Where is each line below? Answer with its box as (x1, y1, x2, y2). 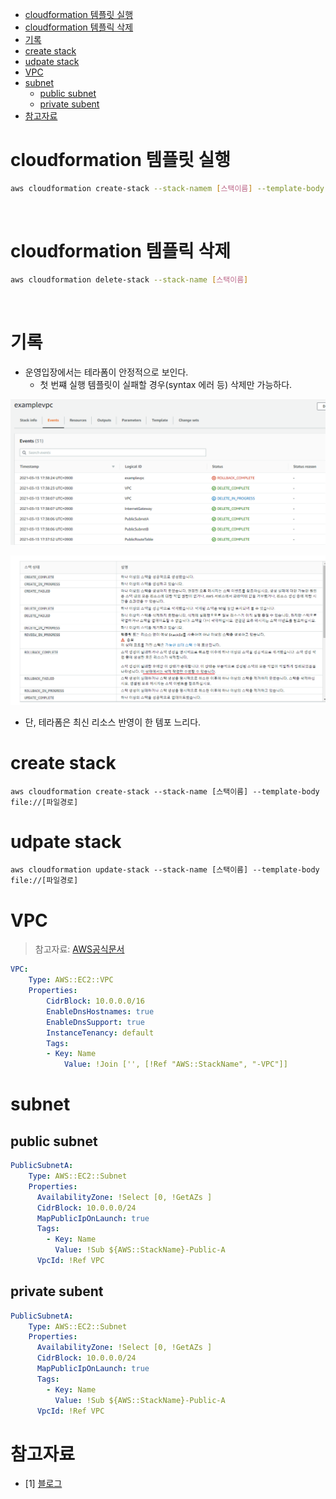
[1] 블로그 (24, 1478, 63, 1490)
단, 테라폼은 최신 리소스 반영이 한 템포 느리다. (24, 716, 202, 728)
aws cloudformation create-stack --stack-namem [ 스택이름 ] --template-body (10, 183, 325, 193)
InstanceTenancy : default (46, 1028, 155, 1038)
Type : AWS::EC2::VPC (28, 975, 114, 985)
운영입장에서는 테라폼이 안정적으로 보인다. (24, 366, 189, 378)
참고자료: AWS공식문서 (34, 943, 125, 955)
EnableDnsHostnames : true (46, 1006, 155, 1017)
